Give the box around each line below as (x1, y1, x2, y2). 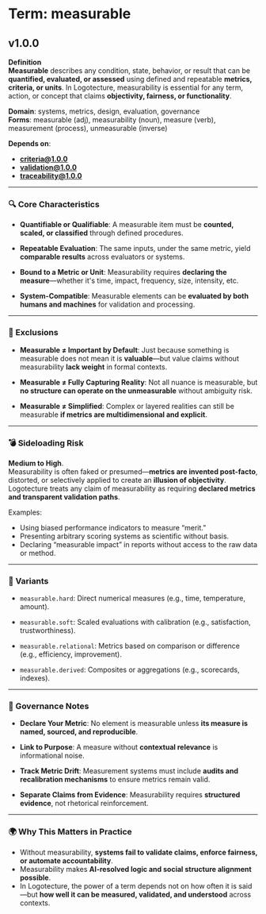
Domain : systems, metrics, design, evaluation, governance (8, 106, 200, 116)
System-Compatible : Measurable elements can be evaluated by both (19, 291, 249, 301)
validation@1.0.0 (19, 163, 78, 172)
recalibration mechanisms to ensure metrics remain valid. (19, 775, 211, 785)
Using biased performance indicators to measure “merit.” (19, 523, 207, 532)
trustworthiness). (19, 626, 76, 635)
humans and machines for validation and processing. (19, 299, 196, 310)
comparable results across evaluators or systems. (19, 252, 185, 262)
